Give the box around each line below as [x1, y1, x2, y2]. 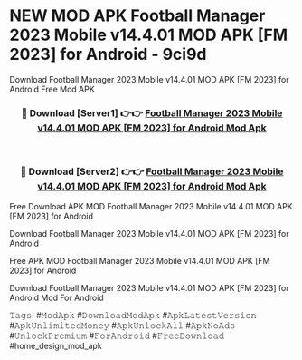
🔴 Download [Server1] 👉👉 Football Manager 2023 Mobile [21, 106, 283, 119]
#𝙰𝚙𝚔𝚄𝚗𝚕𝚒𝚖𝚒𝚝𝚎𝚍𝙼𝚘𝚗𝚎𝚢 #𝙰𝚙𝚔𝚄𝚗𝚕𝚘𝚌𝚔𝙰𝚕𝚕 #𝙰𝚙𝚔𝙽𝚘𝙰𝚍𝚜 [9, 319, 236, 331]
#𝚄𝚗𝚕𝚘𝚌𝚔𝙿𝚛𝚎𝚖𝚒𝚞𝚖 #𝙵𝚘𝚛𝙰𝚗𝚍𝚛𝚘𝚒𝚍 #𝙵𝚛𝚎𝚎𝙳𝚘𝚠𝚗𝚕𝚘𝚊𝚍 [9, 330, 224, 341]
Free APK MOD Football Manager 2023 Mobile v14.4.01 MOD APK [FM [9, 255, 270, 266]
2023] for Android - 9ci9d [9, 44, 207, 64]
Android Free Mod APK [9, 83, 95, 94]
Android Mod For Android [9, 292, 104, 303]
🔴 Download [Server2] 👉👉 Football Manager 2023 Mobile [20, 165, 284, 178]
